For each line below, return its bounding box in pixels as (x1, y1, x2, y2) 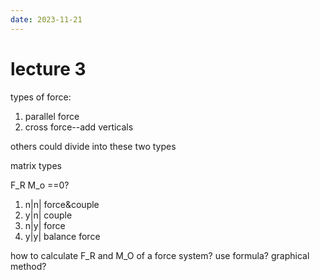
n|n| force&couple (24, 198, 100, 210)
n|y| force (24, 219, 66, 231)
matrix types (10, 159, 62, 171)
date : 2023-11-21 (10, 14, 83, 25)
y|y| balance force (24, 230, 101, 242)
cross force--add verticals (24, 121, 134, 133)
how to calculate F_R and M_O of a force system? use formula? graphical (10, 249, 310, 261)
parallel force (24, 110, 80, 122)
